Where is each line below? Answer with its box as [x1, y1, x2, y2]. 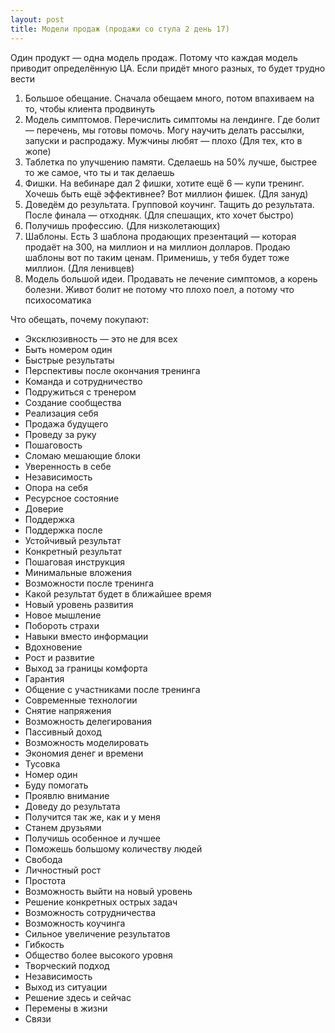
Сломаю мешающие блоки [24, 449, 141, 461]
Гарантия [24, 672, 65, 685]
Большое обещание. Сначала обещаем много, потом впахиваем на [24, 92, 315, 104]
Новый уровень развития [24, 598, 134, 610]
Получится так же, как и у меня [24, 811, 161, 823]
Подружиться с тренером [24, 386, 137, 398]
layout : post [10, 14, 65, 25]
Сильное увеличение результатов [24, 927, 171, 940]
